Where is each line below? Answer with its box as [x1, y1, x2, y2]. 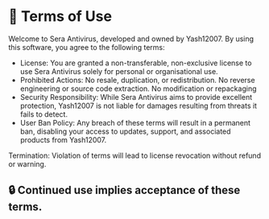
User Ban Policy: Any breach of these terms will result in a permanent [19, 118, 251, 127]
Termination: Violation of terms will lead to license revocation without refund [8, 151, 262, 160]
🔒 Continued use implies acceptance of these [8, 184, 241, 197]
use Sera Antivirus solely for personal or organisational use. [19, 66, 219, 76]
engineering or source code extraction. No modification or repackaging [19, 84, 257, 93]
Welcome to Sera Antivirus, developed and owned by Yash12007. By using [8, 34, 255, 43]
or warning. [8, 159, 47, 168]
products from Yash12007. [19, 134, 107, 144]
